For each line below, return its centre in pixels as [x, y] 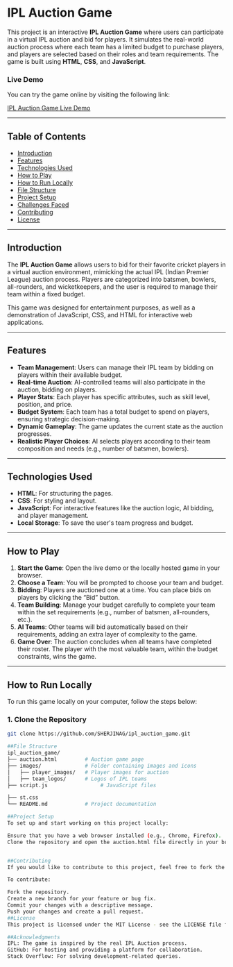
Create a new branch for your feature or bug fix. [82, 899]
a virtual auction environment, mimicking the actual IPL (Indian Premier [108, 271]
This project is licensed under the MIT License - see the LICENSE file [114, 925]
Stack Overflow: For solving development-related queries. [94, 957]
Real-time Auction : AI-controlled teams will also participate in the [111, 382]
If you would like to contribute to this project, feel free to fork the [116, 867]
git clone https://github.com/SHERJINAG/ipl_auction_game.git [99, 734]
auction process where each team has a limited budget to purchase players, [115, 47]
